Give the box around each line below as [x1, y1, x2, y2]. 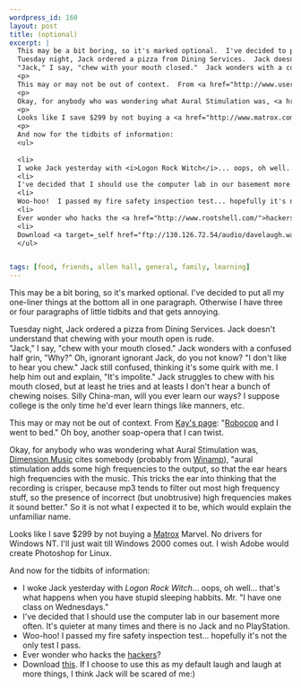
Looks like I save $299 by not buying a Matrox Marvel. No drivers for [9, 529, 262, 540]
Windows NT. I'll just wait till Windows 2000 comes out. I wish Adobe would [9, 538, 289, 549]
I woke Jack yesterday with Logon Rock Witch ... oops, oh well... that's [21, 583, 280, 594]
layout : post [9, 22, 58, 31]
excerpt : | [9, 38, 50, 48]
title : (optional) [9, 30, 78, 39]
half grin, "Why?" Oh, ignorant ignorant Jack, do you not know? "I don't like [9, 352, 288, 364]
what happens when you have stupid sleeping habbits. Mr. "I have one [21, 592, 282, 603]
